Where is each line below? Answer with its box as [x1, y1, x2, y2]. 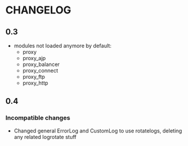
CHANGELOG [5, 4, 71, 17]
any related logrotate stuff [13, 133, 77, 140]
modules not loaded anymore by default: [13, 42, 112, 49]
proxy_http [22, 79, 48, 86]
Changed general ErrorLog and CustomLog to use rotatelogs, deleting [13, 127, 182, 134]
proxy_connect [22, 67, 58, 74]
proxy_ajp [22, 55, 46, 61]
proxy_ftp [22, 74, 45, 80]
